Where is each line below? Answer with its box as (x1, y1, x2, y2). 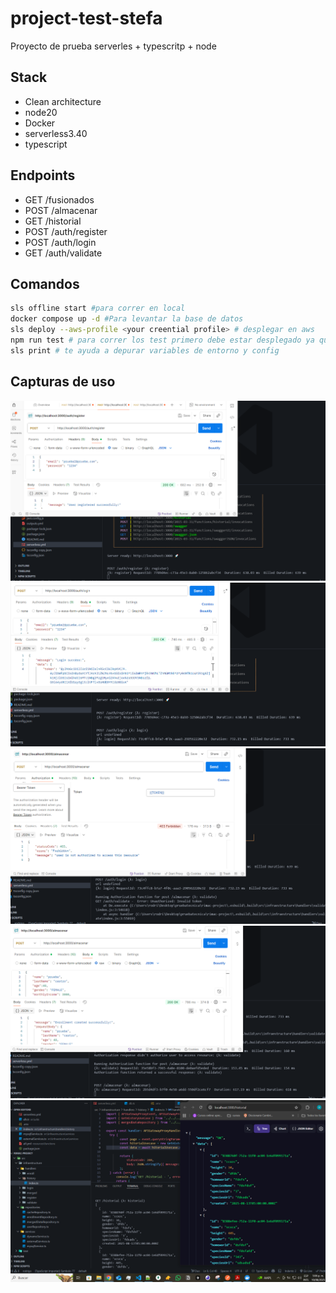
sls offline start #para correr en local (10, 303, 186, 314)
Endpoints (10, 167, 76, 184)
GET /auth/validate (24, 247, 103, 259)
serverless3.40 (24, 127, 88, 139)
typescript (24, 138, 68, 150)
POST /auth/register (24, 225, 108, 237)
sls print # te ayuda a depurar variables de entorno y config (10, 345, 280, 356)
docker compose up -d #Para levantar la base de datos (10, 314, 244, 324)
